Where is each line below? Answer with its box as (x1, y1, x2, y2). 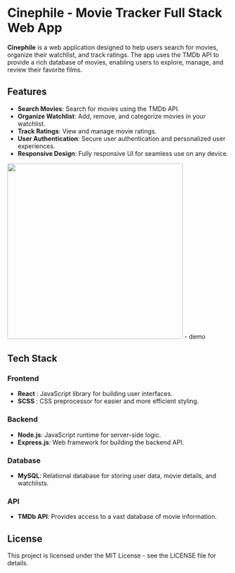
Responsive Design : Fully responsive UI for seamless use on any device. (17, 149, 229, 157)
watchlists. (17, 479, 49, 487)
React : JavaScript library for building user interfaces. (17, 390, 173, 398)
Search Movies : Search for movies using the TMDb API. (17, 104, 180, 113)
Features (7, 86, 47, 98)
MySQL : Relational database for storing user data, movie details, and (17, 472, 217, 480)
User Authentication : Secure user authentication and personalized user (17, 134, 226, 143)
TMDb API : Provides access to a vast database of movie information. (17, 513, 217, 521)
